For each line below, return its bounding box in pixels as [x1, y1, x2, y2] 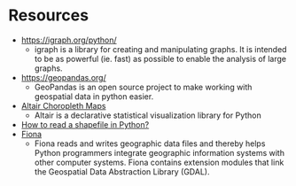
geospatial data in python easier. [34, 90, 154, 102]
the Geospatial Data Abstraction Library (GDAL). [34, 166, 210, 177]
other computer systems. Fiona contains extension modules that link [34, 157, 284, 167]
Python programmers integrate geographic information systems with [34, 147, 285, 158]
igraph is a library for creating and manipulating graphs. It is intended [34, 43, 287, 54]
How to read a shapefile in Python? [20, 119, 150, 129]
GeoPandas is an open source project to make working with [34, 81, 253, 92]
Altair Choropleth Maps [20, 100, 106, 111]
